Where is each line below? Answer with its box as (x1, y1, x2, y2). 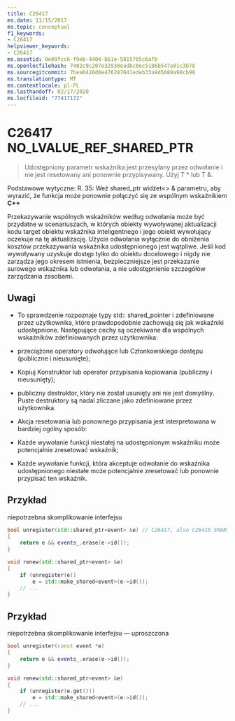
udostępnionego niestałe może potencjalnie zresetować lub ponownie (17, 466, 219, 475)
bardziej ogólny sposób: (17, 424, 87, 433)
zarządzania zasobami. (7, 272, 74, 280)
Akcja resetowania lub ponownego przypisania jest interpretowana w (17, 417, 217, 426)
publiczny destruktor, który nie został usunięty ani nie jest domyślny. (17, 388, 215, 397)
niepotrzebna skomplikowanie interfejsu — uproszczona (7, 629, 169, 638)
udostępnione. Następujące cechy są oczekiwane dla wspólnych (17, 325, 204, 334)
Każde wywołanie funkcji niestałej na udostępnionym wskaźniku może (17, 438, 220, 447)
